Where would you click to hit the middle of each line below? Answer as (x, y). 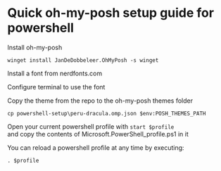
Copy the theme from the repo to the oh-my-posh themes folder (100, 101)
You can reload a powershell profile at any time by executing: (96, 147)
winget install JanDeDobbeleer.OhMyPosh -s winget (83, 60)
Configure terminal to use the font (56, 87)
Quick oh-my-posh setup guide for (111, 13)
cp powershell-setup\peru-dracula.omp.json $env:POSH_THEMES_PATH (107, 113)
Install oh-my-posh (35, 47)
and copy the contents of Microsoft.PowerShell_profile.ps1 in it (98, 134)
